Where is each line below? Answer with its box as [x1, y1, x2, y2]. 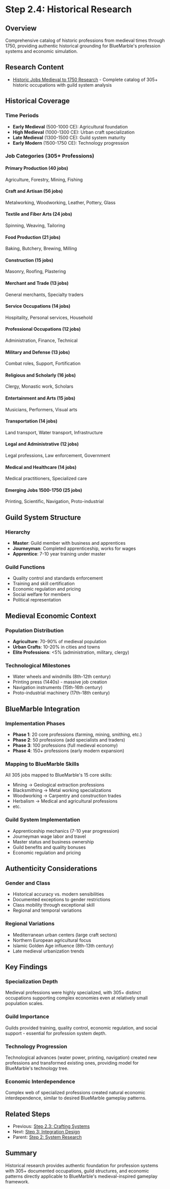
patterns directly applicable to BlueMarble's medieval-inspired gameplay [5, 1173, 158, 1179]
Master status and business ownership [12, 838, 94, 844]
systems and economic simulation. [5, 48, 78, 54]
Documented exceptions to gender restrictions [12, 896, 110, 903]
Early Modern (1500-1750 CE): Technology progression [12, 140, 129, 146]
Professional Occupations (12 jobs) [5, 326, 81, 332]
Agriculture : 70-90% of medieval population [12, 639, 107, 645]
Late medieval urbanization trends [12, 948, 84, 954]
